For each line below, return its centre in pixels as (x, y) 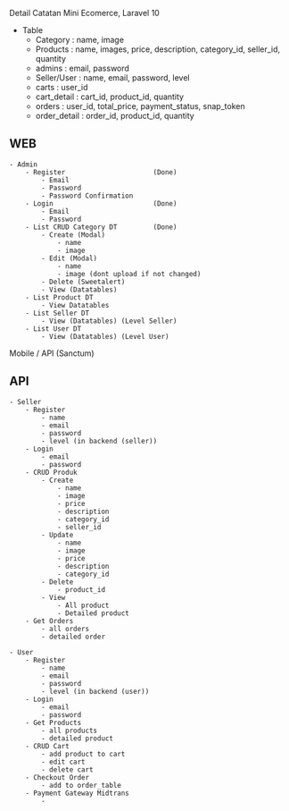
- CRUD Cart (47, 746)
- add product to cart (83, 754)
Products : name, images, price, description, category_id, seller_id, (158, 49)
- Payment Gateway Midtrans (77, 793)
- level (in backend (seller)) (99, 441)
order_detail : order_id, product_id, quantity (115, 116)
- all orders (66, 629)
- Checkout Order (58, 777)
